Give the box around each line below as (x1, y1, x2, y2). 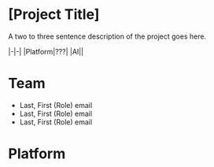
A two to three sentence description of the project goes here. (8, 32, 207, 41)
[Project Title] (8, 6, 100, 24)
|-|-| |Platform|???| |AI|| (8, 46, 84, 56)
